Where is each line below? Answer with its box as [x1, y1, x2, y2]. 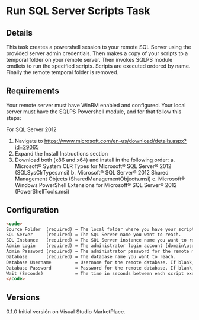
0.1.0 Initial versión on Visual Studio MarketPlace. [6, 308, 126, 315]
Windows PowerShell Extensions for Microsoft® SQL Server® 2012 [14, 181, 177, 188]
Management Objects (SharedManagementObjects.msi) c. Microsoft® [14, 175, 185, 182]
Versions [6, 292, 40, 302]
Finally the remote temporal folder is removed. [6, 69, 119, 75]
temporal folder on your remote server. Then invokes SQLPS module [6, 56, 173, 63]
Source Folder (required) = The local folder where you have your [6, 226, 176, 232]
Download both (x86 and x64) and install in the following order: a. [14, 156, 175, 163]
